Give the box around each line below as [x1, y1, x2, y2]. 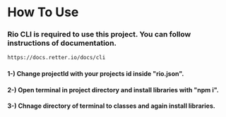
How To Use [7, 4, 79, 20]
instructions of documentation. [7, 38, 117, 48]
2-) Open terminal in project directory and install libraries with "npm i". [7, 85, 219, 94]
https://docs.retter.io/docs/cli [7, 54, 106, 61]
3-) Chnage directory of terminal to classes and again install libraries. [7, 101, 215, 110]
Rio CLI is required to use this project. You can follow [7, 30, 191, 39]
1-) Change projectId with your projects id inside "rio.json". [7, 69, 184, 78]
